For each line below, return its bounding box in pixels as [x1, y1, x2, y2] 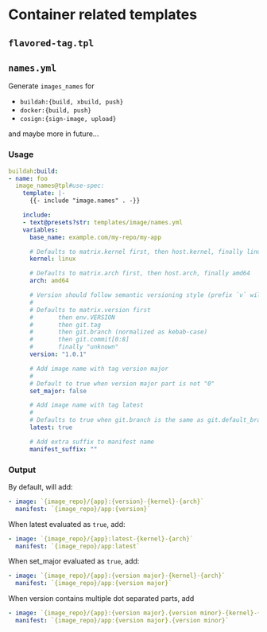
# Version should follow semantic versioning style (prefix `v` [29, 291, 247, 299]
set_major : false [29, 387, 87, 395]
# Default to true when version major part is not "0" [29, 380, 215, 388]
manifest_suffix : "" [29, 445, 98, 453]
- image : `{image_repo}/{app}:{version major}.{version [8, 609, 197, 618]
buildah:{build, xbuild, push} [19, 98, 124, 107]
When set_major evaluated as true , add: [8, 556, 140, 566]
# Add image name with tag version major [29, 365, 169, 373]
